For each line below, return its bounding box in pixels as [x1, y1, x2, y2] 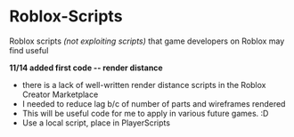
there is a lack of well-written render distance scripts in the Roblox [21, 79, 266, 90]
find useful [9, 44, 49, 55]
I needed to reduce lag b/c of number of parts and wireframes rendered [21, 98, 286, 109]
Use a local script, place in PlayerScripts [21, 117, 171, 128]
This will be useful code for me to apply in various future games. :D [21, 108, 269, 118]
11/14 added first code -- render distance [9, 62, 163, 73]
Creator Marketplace [21, 89, 99, 100]
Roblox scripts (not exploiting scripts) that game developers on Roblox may [9, 36, 285, 46]
